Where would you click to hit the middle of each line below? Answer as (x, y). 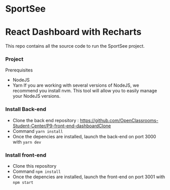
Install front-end (26, 155)
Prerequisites (19, 70)
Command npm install (37, 172)
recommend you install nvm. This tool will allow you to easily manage (85, 91)
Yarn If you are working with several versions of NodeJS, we (76, 85)
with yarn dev (27, 142)
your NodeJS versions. (37, 96)
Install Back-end (26, 109)
